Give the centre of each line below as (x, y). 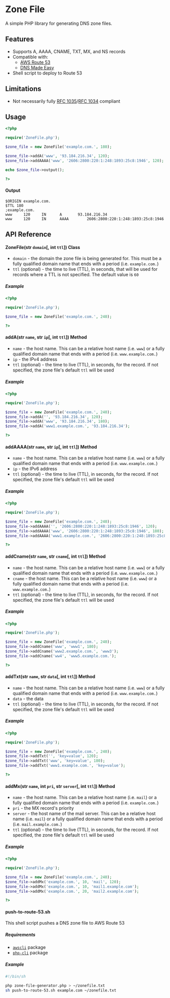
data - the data (28, 698)
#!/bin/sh (16, 977)
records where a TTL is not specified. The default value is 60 (76, 275)
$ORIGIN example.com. (28, 201)
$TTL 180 (14, 205)
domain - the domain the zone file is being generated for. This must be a (87, 259)
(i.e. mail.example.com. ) (37, 824)
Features (19, 39)
